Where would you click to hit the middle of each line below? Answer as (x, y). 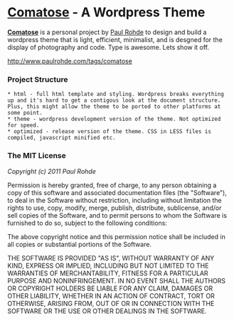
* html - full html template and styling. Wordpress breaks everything (116, 94)
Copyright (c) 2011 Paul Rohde (52, 171)
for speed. (23, 125)
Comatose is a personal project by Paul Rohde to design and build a (107, 32)
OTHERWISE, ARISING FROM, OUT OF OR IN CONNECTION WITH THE (111, 303)
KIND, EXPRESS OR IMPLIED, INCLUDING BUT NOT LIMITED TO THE (108, 265)
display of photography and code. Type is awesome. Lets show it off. (108, 47)
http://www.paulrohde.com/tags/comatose (70, 60)
